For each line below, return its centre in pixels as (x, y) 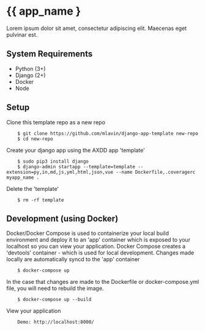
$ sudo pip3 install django (53, 161)
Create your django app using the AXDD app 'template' (76, 150)
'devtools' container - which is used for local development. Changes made (100, 253)
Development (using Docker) (62, 218)
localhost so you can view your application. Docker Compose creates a (96, 247)
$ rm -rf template (41, 200)
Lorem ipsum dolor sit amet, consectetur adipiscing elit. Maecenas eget (97, 28)
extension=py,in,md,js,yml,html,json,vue (60, 172)
